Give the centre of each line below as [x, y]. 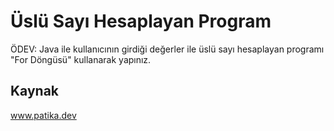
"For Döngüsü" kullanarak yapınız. [81, 59]
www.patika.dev [43, 115]
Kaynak [35, 91]
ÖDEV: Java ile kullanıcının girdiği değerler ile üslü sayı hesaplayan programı [167, 49]
